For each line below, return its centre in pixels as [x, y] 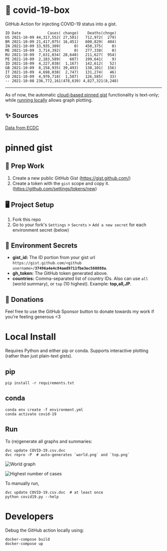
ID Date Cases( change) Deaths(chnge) [61, 33]
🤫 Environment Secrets [42, 245]
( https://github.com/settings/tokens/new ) [55, 188]
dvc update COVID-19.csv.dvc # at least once [54, 492]
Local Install [31, 337]
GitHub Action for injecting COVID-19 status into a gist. [61, 24]
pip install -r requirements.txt [40, 383]
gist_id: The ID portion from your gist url [54, 258]
